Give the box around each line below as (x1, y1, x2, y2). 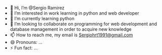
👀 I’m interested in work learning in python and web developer (10, 10, 139, 16)
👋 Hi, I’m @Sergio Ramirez (10, 5, 65, 11)
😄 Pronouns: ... (10, 39, 43, 45)
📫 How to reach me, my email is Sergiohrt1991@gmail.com (10, 32, 133, 38)
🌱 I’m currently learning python (10, 16, 75, 21)
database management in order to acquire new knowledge (10, 26, 132, 32)
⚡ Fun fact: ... (10, 45, 38, 50)
